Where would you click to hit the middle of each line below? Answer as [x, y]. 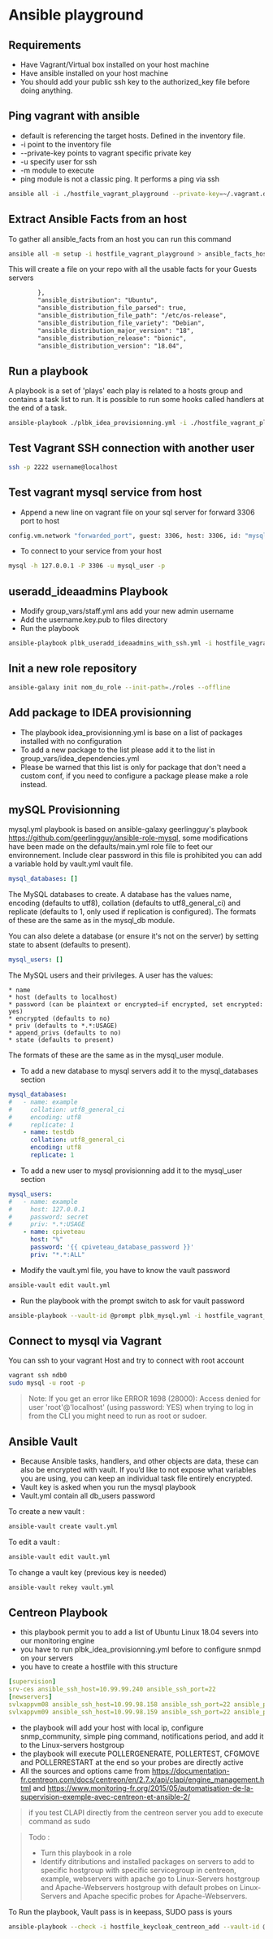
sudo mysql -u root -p [47, 1383]
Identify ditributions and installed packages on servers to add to [147, 1861]
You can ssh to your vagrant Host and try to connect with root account [126, 1360]
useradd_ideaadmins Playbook [88, 591]
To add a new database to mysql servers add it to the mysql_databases [139, 1071]
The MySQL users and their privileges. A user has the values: [111, 975]
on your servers [47, 1658]
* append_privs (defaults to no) [65, 1033]
